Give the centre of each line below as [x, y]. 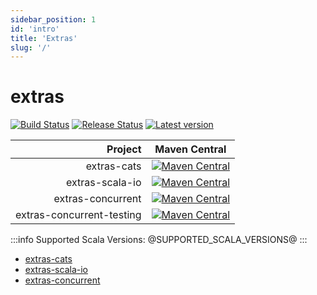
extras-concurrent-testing [78, 215]
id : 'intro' [35, 29]
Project [124, 149]
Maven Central [190, 149]
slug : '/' [31, 47]
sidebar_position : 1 [53, 19]
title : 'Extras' [44, 38]
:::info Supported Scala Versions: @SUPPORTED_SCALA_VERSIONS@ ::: [159, 240]
